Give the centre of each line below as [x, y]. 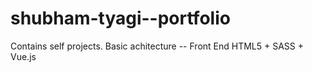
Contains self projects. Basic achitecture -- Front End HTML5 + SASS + [157, 46]
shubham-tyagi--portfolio [120, 18]
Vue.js [23, 56]
